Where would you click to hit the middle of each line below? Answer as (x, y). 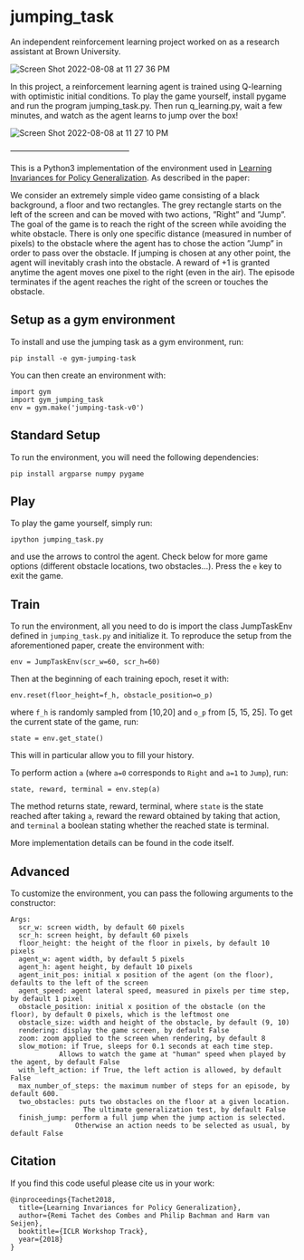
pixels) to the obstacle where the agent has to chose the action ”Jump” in (147, 243)
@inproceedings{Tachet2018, (63, 1199)
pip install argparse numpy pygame (77, 474)
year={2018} (41, 1239)
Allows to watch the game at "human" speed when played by (172, 1054)
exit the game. (37, 576)
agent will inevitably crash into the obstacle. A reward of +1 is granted (140, 262)
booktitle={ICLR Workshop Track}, (83, 1231)
